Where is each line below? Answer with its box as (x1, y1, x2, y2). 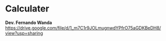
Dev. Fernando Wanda (5, 19, 52, 25)
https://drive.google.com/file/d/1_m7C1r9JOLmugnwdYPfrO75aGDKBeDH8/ (5, 24, 161, 30)
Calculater (5, 3, 49, 14)
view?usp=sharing (5, 30, 43, 36)
